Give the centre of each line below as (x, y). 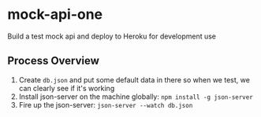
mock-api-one (55, 15)
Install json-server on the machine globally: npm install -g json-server (136, 97)
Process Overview (54, 61)
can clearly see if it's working (67, 88)
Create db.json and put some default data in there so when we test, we (134, 79)
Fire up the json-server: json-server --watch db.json (106, 104)
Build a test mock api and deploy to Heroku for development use (112, 36)
